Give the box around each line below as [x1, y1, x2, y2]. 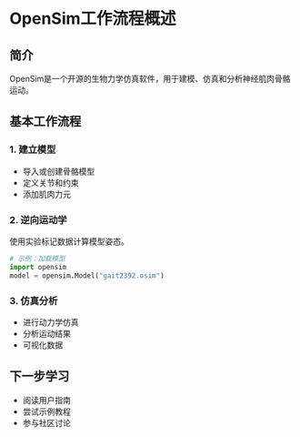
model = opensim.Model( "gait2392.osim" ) [9, 270, 165, 280]
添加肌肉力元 [22, 188, 71, 199]
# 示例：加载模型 [9, 254, 65, 263]
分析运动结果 [22, 328, 71, 339]
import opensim [9, 262, 67, 271]
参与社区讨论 [22, 417, 71, 428]
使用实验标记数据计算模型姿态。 [9, 236, 129, 247]
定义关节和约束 [22, 177, 79, 188]
